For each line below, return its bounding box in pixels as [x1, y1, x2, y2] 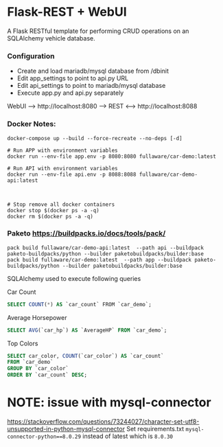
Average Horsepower [7, 313, 67, 321]
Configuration [7, 51, 55, 60]
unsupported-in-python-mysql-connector [7, 425, 126, 433]
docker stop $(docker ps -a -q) [7, 207, 99, 214]
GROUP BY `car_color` [7, 365, 69, 372]
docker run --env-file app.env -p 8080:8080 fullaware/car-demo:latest [7, 152, 216, 160]
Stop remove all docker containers [13, 200, 115, 208]
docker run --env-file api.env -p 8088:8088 [7, 171, 137, 178]
